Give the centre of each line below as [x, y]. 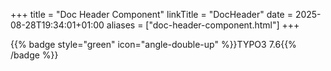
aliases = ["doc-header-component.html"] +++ [203, 25]
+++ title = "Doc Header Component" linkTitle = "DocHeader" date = [151, 14]
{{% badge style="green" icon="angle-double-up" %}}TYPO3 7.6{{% [153, 44]
